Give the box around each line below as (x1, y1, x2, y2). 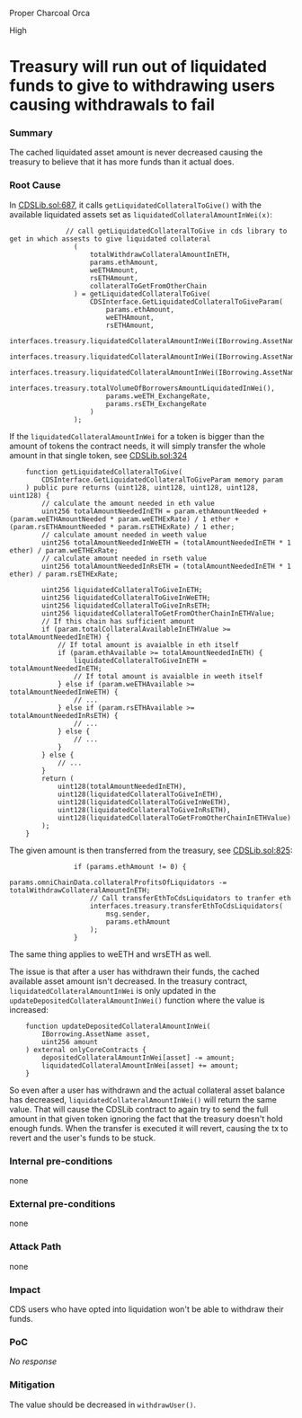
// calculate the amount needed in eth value (41, 499, 216, 508)
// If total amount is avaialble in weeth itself (73, 671, 263, 681)
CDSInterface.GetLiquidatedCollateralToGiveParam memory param (41, 475, 283, 484)
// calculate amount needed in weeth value (41, 530, 207, 539)
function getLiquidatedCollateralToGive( (25, 467, 182, 476)
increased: (9, 1004, 49, 1015)
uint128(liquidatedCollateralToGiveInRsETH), (57, 805, 231, 814)
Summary (9, 127, 54, 139)
